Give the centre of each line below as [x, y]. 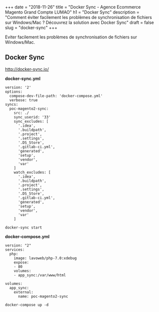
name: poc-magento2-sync [43, 296]
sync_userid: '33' [32, 117]
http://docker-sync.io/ [27, 69]
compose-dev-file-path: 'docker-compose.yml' [56, 96]
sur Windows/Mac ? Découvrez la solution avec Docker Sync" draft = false [79, 22]
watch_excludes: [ [32, 172]
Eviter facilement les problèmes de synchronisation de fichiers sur [71, 37]
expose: [21, 262]
